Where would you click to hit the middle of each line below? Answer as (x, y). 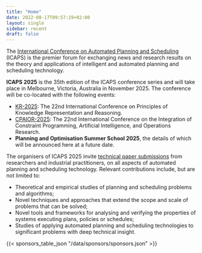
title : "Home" (24, 12)
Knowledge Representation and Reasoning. (68, 113)
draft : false (23, 34)
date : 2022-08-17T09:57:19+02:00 (48, 17)
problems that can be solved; (51, 206)
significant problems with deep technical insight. (75, 232)
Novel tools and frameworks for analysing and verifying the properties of (105, 213)
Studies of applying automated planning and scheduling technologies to (104, 225)
